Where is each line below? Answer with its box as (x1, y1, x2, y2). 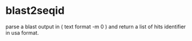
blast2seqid (5, 4, 65, 17)
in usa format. (5, 29, 39, 36)
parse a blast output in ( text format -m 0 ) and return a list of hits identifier (5, 23, 186, 30)
